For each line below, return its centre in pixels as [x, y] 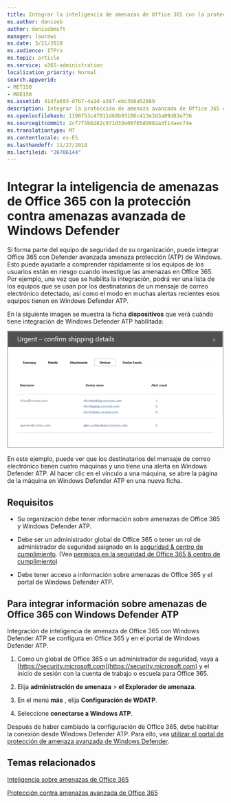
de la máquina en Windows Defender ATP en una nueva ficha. [95, 481]
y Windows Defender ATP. [54, 526]
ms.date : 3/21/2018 [35, 44]
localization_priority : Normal [52, 72]
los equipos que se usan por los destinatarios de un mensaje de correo [108, 286]
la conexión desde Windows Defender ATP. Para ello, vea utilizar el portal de [115, 734]
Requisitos [30, 502]
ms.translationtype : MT [41, 131]
